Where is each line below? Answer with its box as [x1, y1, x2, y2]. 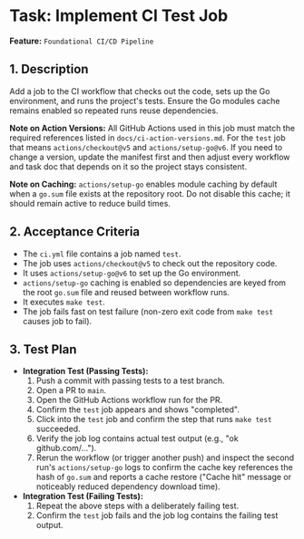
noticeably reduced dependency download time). [35, 481, 221, 492]
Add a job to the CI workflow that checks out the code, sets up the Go [9, 85, 270, 96]
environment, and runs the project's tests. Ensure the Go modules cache [9, 95, 280, 106]
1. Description [9, 62, 89, 77]
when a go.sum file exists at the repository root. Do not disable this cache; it [9, 188, 290, 199]
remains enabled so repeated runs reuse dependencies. [9, 105, 219, 116]
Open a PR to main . [35, 385, 107, 396]
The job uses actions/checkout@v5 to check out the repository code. [22, 257, 278, 268]
